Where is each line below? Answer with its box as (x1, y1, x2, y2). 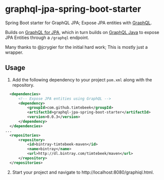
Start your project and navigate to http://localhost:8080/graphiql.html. (12, 169, 154, 175)
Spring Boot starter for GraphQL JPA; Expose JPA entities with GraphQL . (5, 20, 152, 26)
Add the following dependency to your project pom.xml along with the (12, 76, 152, 82)
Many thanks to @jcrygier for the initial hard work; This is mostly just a (5, 44, 148, 50)
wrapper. (5, 49, 24, 55)
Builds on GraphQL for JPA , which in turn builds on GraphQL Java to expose (5, 29, 160, 35)
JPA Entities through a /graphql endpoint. (5, 35, 90, 40)
